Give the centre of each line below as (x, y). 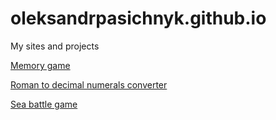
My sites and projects (55, 46)
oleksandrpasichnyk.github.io (138, 18)
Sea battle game (44, 104)
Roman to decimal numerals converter (89, 84)
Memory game (40, 65)
